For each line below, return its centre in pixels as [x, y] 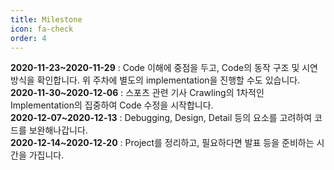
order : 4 [28, 38]
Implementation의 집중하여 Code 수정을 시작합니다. [112, 105]
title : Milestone [46, 19]
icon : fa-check [42, 29]
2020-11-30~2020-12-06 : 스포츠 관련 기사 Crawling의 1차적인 [137, 93]
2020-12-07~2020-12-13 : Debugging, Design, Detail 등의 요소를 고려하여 [161, 118]
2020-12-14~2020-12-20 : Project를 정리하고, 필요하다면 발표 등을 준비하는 [162, 143]
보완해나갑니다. [58, 130]
